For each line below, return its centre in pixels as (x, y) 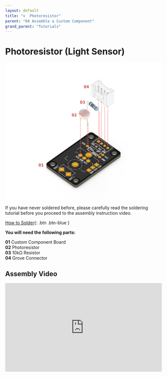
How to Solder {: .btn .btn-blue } (38, 223)
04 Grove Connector (26, 258)
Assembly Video (31, 274)
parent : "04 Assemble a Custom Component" (50, 21)
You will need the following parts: (41, 233)
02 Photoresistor (22, 248)
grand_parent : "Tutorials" (33, 26)
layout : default (22, 10)
